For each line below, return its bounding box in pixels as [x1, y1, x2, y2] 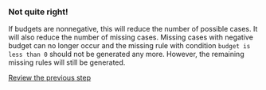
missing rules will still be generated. [8, 58, 126, 67]
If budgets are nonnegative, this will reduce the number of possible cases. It [8, 24, 258, 34]
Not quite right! [8, 6, 68, 17]
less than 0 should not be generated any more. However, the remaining [8, 50, 244, 59]
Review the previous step [8, 73, 92, 83]
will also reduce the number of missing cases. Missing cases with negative [8, 32, 253, 42]
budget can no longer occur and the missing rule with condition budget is [8, 41, 251, 51]
